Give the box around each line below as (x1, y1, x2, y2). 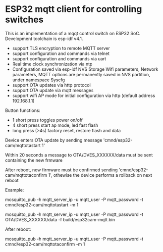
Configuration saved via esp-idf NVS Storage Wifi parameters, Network (12, 66, 159, 72)
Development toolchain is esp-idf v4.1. (5, 36, 83, 42)
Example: (5, 187, 24, 193)
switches (5, 14, 44, 25)
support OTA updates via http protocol (12, 82, 91, 88)
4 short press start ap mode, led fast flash (12, 122, 98, 128)
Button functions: (5, 107, 41, 113)
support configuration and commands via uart (12, 55, 107, 61)
